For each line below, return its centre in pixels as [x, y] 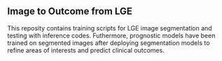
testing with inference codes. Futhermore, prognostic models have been [111, 35]
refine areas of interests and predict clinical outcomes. [86, 50]
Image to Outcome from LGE [70, 11]
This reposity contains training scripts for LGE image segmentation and [110, 28]
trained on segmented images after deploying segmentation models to [109, 43]
